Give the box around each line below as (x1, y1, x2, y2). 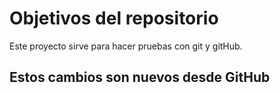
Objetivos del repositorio (9, 7, 219, 30)
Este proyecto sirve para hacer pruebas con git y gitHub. (9, 40, 243, 52)
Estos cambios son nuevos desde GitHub (9, 69, 271, 86)
